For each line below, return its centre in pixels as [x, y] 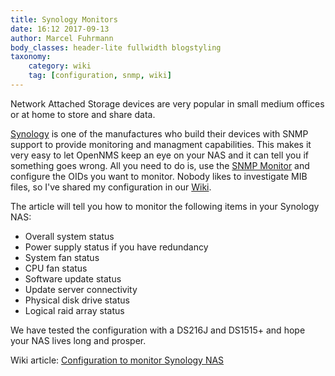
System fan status [62, 257]
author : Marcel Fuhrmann [62, 38]
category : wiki [60, 66]
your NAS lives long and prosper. [78, 340]
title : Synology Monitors [64, 19]
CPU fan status [56, 268]
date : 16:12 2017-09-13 [60, 29]
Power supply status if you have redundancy [116, 247]
